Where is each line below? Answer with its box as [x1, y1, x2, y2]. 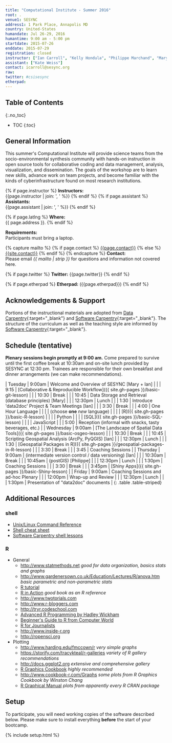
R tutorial [20, 584, 40, 590]
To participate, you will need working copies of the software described [5, 711, 155, 717]
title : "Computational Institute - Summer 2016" [5, 7, 111, 13]
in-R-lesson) [5, 447, 32, 452]
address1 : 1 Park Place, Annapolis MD [5, 22, 88, 27]
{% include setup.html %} [5, 732, 60, 738]
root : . [5, 12, 22, 17]
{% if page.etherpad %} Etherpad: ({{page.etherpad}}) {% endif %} [5, 281, 149, 287]
